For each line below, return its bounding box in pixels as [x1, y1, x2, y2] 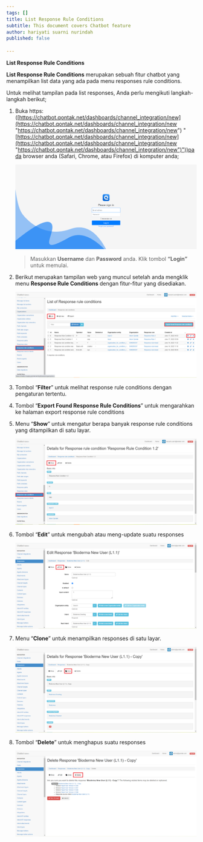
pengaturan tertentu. [14, 390, 67, 397]
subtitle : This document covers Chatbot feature [6, 22, 131, 29]
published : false [6, 35, 50, 42]
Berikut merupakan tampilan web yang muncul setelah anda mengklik [14, 273, 188, 280]
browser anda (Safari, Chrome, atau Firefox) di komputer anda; [23, 152, 179, 160]
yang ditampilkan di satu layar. [14, 426, 91, 434]
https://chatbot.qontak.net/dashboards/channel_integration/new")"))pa [18, 146, 195, 153]
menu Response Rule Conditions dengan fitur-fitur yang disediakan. [14, 280, 186, 287]
